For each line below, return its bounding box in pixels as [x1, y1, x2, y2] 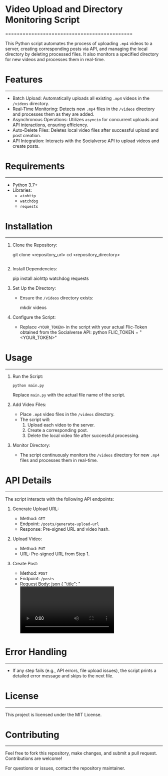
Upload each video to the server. [27, 422, 95, 428]
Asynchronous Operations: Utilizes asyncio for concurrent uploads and [12, 116, 158, 122]
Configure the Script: [12, 314, 56, 320]
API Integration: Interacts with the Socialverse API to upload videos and [12, 138, 159, 144]
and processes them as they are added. [12, 111, 94, 117]
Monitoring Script [5, 14, 80, 26]
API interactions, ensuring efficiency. [12, 122, 88, 128]
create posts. [12, 143, 40, 149]
